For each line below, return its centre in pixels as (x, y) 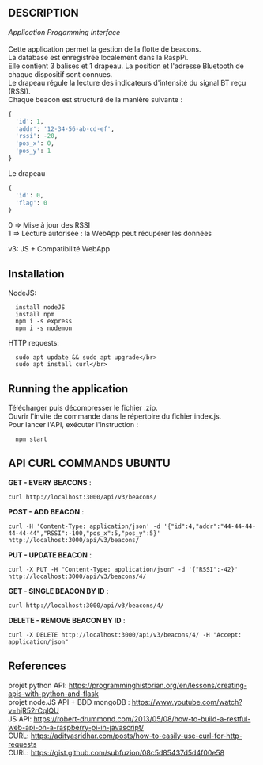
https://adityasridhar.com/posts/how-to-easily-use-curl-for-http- (137, 736)
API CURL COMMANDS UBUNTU (90, 463)
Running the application (68, 389)
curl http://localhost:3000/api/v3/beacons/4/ (86, 606)
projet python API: (38, 685)
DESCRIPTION (43, 13)
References (37, 666)
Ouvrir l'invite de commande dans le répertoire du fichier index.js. (115, 416)
